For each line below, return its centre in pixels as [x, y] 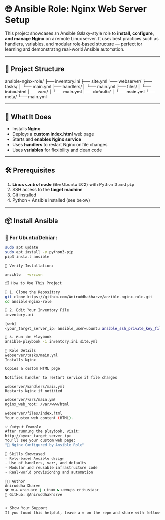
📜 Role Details [21, 351]
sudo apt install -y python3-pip [39, 252]
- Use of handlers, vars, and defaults [46, 463]
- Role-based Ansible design [35, 459]
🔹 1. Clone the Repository [33, 292]
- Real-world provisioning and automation [49, 472]
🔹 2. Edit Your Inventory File [37, 310]
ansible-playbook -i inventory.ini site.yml [51, 342]
